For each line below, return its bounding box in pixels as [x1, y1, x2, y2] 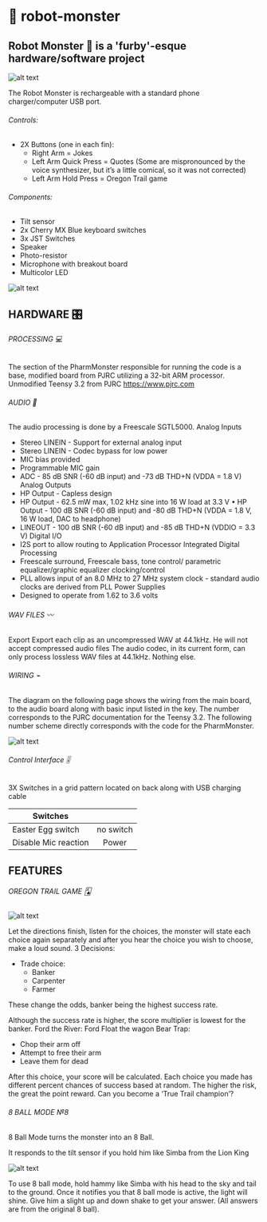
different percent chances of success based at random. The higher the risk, [8, 1080, 257, 1090]
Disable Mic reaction [12, 837, 89, 848]
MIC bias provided [19, 455, 80, 465]
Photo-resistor [19, 251, 68, 261]
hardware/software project [8, 51, 145, 65]
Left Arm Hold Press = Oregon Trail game [31, 174, 168, 183]
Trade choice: [19, 959, 66, 968]
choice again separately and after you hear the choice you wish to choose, [8, 935, 253, 944]
